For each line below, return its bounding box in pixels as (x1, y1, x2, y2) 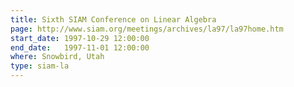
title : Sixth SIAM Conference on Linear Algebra (10, 14, 217, 25)
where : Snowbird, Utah (10, 52, 105, 62)
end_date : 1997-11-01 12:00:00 (10, 42, 150, 53)
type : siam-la (10, 61, 70, 71)
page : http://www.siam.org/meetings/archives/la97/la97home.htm (10, 24, 284, 34)
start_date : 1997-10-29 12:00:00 (10, 33, 150, 43)
